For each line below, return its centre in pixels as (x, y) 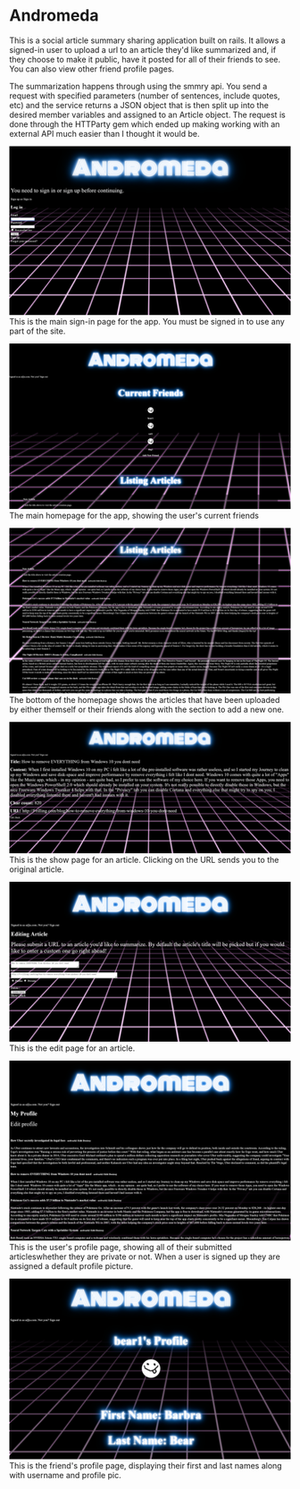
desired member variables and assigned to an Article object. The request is (147, 114)
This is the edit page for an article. (72, 1048)
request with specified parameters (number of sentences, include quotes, (145, 96)
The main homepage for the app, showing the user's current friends (134, 515)
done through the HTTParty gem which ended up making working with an (145, 124)
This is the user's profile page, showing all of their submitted (121, 1247)
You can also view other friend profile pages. (92, 69)
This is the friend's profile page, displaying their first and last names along (146, 1465)
